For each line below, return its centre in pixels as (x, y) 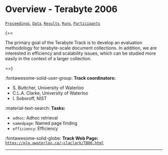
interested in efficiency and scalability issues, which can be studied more (80, 53)
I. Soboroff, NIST (29, 98)
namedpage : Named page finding (45, 123)
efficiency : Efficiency (35, 128)
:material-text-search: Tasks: (35, 108)
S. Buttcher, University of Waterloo (48, 88)
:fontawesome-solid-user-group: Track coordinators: (60, 78)
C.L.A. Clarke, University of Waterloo (50, 93)
